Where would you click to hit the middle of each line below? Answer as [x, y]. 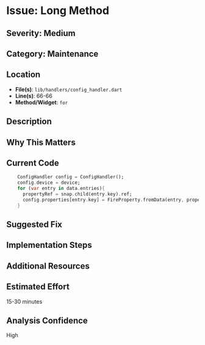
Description [29, 122]
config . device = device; [49, 183]
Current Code [33, 163]
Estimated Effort [38, 287]
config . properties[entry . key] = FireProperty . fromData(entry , [103, 200]
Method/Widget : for [41, 102]
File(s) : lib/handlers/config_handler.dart [69, 89]
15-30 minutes [24, 301]
